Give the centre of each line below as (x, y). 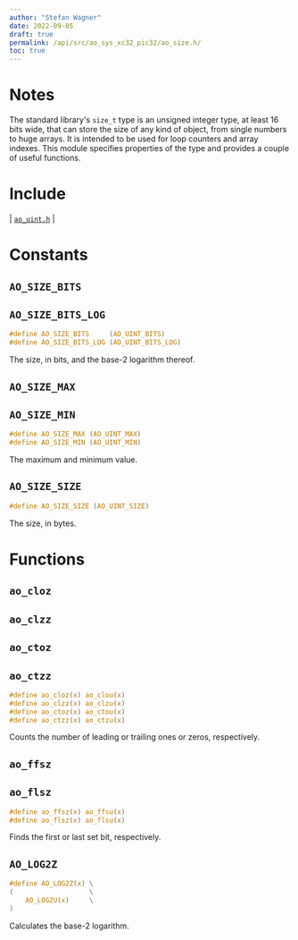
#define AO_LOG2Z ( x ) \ (51, 884)
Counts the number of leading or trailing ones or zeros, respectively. (135, 737)
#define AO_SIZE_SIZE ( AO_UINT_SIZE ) (79, 506)
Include (38, 194)
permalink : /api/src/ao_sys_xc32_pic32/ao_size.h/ (105, 42)
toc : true (28, 51)
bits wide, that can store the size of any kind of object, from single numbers (148, 130)
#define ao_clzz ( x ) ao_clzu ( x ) (67, 703)
